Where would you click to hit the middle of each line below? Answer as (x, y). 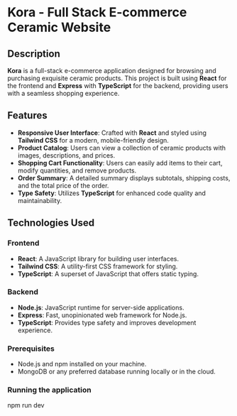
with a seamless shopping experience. (64, 93)
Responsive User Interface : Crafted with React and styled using (112, 133)
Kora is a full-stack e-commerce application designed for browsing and (112, 71)
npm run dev (26, 405)
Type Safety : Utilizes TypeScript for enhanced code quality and (111, 193)
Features (27, 115)
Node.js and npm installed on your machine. (82, 364)
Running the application (49, 390)
